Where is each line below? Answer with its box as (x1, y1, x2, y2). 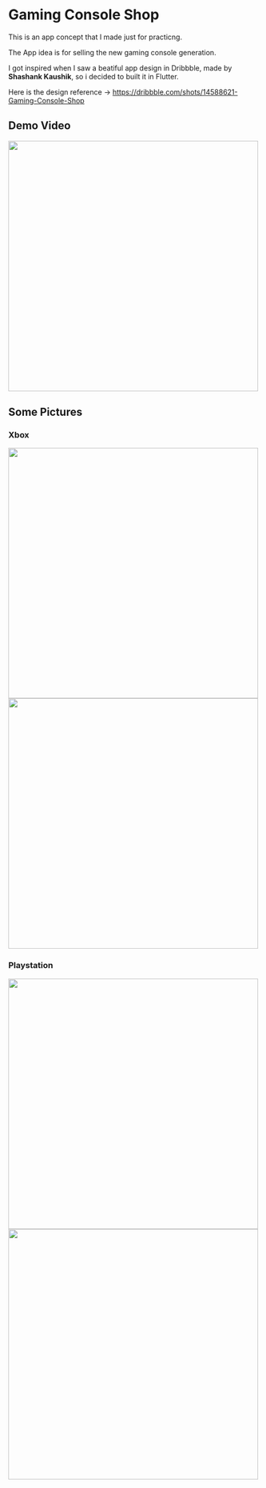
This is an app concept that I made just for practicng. (8, 32, 182, 42)
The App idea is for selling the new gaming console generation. (8, 47, 217, 57)
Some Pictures (8, 405, 83, 419)
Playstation (8, 960, 54, 971)
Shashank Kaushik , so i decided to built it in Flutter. (8, 71, 179, 81)
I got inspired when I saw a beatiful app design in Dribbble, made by (8, 63, 232, 73)
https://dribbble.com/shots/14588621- (112, 87, 238, 97)
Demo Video (8, 119, 71, 133)
